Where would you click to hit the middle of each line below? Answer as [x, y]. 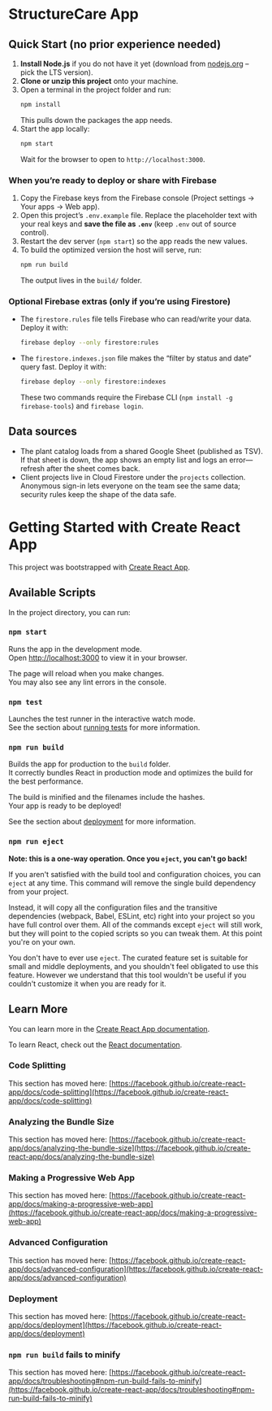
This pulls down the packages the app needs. [96, 120]
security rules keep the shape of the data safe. [98, 494]
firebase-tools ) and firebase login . [82, 406]
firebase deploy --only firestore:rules [89, 343]
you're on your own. [42, 941]
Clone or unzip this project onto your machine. [99, 81]
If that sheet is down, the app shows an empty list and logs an [123, 460]
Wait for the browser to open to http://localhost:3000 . [112, 159]
